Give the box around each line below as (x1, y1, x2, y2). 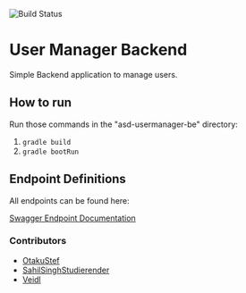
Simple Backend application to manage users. (9, 69, 178, 80)
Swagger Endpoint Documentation (9, 213, 136, 223)
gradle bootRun (21, 147, 80, 156)
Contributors (9, 235, 67, 247)
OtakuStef (21, 255, 60, 265)
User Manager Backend (9, 40, 188, 60)
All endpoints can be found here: (9, 195, 130, 205)
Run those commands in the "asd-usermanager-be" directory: (9, 119, 239, 130)
